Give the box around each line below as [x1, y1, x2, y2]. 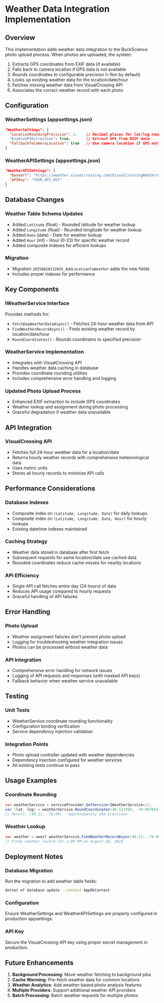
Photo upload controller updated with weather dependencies [12, 752, 135, 758]
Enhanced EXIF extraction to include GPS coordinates [12, 399, 121, 405]
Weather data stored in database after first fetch [12, 549, 109, 555]
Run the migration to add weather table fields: [5, 878, 97, 884]
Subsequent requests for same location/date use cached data [12, 554, 137, 560]
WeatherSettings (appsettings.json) [5, 116, 93, 123]
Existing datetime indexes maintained [12, 526, 87, 532]
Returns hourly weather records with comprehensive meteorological [12, 454, 149, 460]
